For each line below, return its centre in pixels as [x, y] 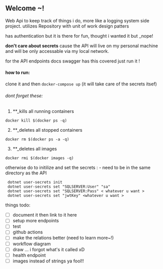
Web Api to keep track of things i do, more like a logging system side [77, 20]
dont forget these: [24, 96]
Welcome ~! [25, 8]
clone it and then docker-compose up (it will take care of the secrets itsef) [81, 84]
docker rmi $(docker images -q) [39, 158]
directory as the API [26, 173]
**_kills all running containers [43, 111]
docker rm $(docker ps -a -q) [37, 139]
